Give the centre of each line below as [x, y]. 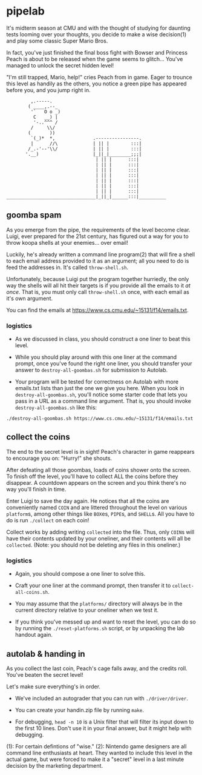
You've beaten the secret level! [45, 674]
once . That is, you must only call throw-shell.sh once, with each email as [98, 291]
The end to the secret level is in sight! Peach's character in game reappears [100, 451]
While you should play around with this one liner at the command [96, 357]
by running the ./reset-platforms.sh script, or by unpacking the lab [100, 628]
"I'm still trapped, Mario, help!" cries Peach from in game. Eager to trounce [99, 77]
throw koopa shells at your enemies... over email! [67, 242]
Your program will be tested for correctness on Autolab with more [97, 382]
